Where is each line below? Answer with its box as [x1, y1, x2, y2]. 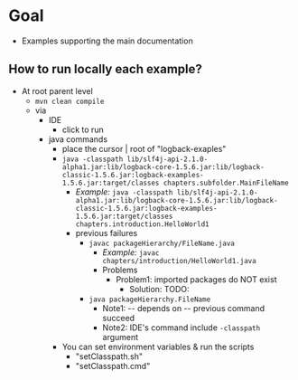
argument [102, 331, 139, 342]
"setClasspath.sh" [75, 350, 144, 362]
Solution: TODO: [129, 283, 190, 294]
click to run [61, 124, 105, 135]
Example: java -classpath [75, 186, 173, 197]
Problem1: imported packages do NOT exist [116, 273, 277, 285]
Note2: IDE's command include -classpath [102, 322, 261, 333]
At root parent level [21, 85, 94, 96]
